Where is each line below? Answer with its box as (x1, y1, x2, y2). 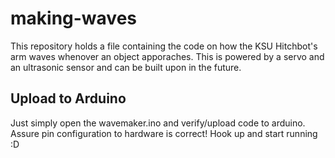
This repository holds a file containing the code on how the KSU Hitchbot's (10, 40, 318, 52)
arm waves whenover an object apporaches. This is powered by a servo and (10, 50, 325, 62)
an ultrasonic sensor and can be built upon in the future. (10, 61, 242, 73)
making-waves (10, 7, 138, 30)
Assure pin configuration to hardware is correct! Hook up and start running (10, 127, 318, 139)
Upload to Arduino (10, 90, 127, 107)
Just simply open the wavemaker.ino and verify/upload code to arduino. (10, 117, 306, 129)
